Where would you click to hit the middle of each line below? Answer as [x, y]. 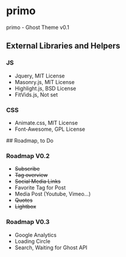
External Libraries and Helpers [63, 46]
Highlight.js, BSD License [45, 88]
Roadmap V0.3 [28, 222]
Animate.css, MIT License [46, 123]
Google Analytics [35, 234]
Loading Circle [33, 241]
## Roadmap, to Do [30, 140]
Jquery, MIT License [40, 76]
